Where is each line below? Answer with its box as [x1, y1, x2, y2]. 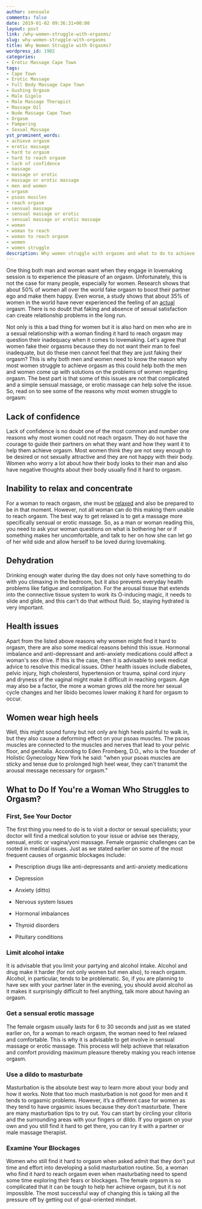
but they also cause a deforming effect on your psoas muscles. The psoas [6, 735, 191, 742]
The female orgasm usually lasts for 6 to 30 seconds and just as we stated [6, 1023, 191, 1030]
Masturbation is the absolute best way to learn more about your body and [6, 1083, 189, 1091]
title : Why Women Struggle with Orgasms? [6, 43, 112, 49]
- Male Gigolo [6, 93, 42, 99]
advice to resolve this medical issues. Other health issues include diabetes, [6, 662, 192, 670]
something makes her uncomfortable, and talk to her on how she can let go [6, 531, 192, 539]
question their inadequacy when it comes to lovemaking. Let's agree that [6, 336, 186, 344]
